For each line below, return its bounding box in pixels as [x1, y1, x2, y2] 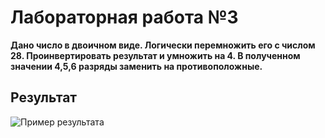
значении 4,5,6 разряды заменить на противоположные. [10, 60, 263, 72]
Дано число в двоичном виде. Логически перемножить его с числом [10, 39, 316, 51]
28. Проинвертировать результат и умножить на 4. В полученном [10, 49, 301, 61]
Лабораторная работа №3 [10, 6, 239, 29]
